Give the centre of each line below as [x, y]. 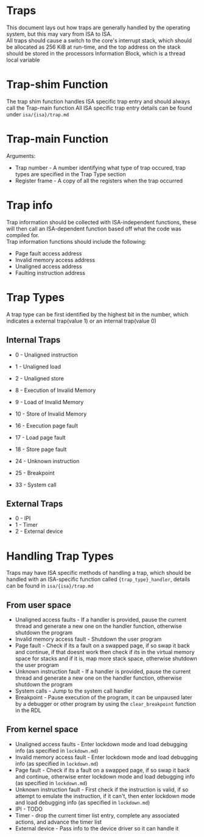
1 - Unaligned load [38, 366]
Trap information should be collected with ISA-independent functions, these [101, 222]
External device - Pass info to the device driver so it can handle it [97, 828]
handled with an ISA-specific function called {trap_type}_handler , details [98, 579]
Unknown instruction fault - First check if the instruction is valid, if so [102, 789]
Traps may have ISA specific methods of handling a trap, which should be [99, 573]
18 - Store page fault [41, 449]
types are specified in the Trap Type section [70, 174]
